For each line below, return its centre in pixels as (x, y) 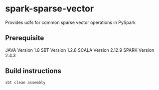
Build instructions (33, 71)
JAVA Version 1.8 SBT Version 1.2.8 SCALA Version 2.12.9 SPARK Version (80, 50)
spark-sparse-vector (50, 9)
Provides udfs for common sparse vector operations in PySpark (71, 22)
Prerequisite (25, 38)
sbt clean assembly (25, 83)
